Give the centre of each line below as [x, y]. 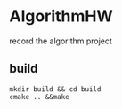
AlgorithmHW [61, 16]
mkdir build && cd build [55, 89]
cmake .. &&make [39, 97]
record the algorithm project [61, 41]
